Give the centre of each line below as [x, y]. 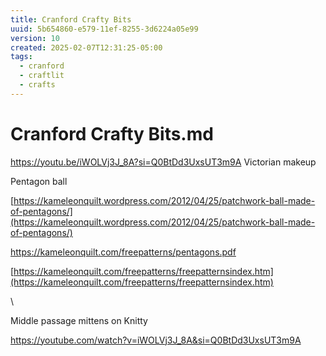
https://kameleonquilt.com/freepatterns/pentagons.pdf [123, 252]
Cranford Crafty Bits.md [112, 133]
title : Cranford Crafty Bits [71, 19]
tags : [21, 57]
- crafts [37, 85]
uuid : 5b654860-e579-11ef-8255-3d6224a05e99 [104, 29]
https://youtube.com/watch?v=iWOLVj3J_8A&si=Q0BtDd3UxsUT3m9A [156, 340]
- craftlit [42, 76]
